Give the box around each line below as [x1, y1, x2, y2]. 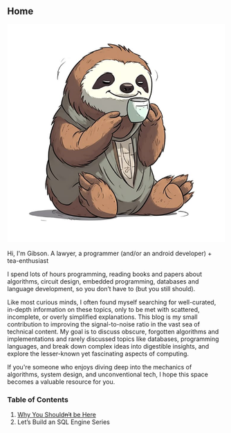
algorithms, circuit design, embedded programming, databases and [7, 277, 199, 286]
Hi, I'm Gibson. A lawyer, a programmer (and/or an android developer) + [7, 249, 212, 257]
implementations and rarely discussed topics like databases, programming [7, 335, 219, 343]
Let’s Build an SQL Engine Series [17, 418, 111, 426]
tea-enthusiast [7, 256, 49, 265]
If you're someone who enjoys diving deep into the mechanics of [7, 362, 192, 371]
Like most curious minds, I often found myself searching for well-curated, [7, 297, 216, 306]
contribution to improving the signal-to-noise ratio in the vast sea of [7, 320, 201, 328]
